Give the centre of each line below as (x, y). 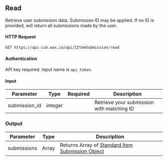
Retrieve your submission (124, 103)
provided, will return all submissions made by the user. (61, 25)
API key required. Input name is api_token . (49, 70)
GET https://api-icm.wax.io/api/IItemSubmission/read (62, 48)
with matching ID (114, 109)
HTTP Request (20, 37)
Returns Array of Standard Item (96, 145)
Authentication (21, 58)
